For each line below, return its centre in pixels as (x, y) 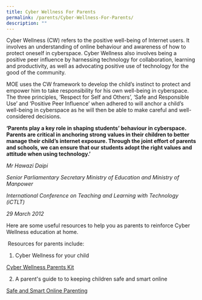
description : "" (27, 23)
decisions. (48, 116)
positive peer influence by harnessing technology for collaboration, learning (101, 60)
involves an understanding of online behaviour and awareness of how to (96, 47)
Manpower (20, 184)
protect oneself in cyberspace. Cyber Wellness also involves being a (92, 53)
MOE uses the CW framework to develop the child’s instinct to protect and (99, 84)
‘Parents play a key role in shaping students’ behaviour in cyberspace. (96, 128)
